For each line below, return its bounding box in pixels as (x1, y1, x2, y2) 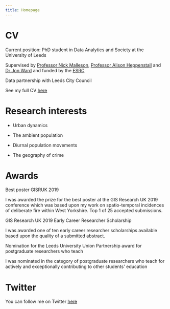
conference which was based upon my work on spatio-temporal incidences (5, 202, 164, 208)
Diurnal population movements (12, 142, 78, 148)
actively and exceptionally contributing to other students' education (5, 263, 148, 270)
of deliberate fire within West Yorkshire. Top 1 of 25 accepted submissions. (5, 208, 163, 214)
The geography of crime (12, 152, 64, 158)
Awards (5, 170, 39, 181)
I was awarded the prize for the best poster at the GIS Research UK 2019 (5, 197, 158, 203)
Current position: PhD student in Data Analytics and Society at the (5, 47, 144, 53)
